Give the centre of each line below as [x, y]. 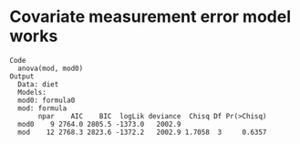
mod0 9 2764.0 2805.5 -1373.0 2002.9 [99, 124]
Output [22, 76]
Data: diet [38, 84]
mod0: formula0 [47, 100]
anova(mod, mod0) [51, 68]
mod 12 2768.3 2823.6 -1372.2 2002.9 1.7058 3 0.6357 [142, 132]
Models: [32, 92]
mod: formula [42, 108]
